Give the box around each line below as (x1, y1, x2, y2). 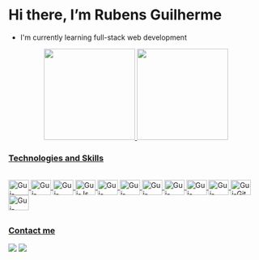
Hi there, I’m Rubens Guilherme (8, 6, 223, 24)
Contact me (8, 224, 56, 236)
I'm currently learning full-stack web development (19, 32, 188, 42)
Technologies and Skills (8, 152, 104, 164)
